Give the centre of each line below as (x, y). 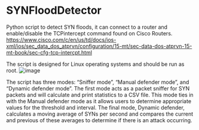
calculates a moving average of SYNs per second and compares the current (100, 114)
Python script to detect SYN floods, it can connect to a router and (87, 27)
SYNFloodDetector (54, 10)
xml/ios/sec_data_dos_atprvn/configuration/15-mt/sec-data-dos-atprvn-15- (99, 46)
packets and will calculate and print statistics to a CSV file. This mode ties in (100, 95)
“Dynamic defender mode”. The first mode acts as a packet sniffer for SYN (98, 88)
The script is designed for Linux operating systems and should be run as (95, 64)
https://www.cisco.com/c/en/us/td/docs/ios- (61, 40)
